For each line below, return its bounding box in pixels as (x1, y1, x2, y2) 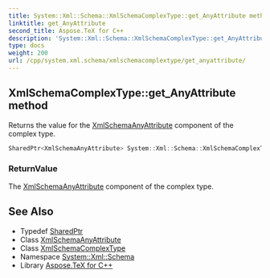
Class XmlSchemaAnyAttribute (19, 235, 122, 244)
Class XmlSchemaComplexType (19, 243, 126, 253)
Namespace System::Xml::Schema (19, 251, 135, 261)
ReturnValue (8, 163, 58, 174)
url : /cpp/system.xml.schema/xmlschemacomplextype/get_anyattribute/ (8, 57, 247, 65)
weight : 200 (8, 49, 48, 57)
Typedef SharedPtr (19, 226, 84, 235)
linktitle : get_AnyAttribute (8, 19, 106, 27)
